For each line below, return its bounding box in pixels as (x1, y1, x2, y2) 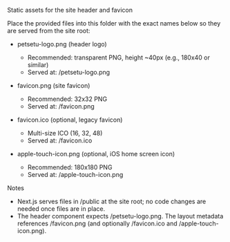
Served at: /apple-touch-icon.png (27, 171, 124, 178)
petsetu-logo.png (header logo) (17, 40, 107, 48)
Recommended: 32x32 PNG (27, 95, 108, 103)
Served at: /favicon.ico (27, 136, 93, 145)
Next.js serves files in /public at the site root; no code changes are (17, 197, 207, 205)
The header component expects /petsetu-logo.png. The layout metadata (17, 212, 224, 220)
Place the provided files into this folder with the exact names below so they (7, 19, 221, 27)
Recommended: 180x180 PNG (27, 163, 113, 171)
